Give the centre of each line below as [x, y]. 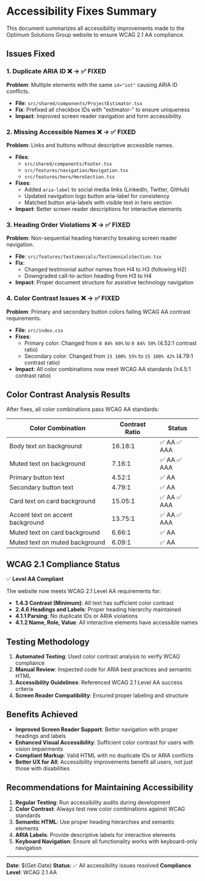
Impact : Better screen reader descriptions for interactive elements [98, 208]
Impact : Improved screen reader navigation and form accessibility [98, 116]
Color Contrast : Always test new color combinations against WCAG [100, 809]
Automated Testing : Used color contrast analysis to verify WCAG [98, 656]
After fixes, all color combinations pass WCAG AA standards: [83, 409]
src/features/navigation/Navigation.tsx [76, 170]
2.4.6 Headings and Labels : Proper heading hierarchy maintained [98, 610]
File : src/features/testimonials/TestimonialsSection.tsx [88, 256]
